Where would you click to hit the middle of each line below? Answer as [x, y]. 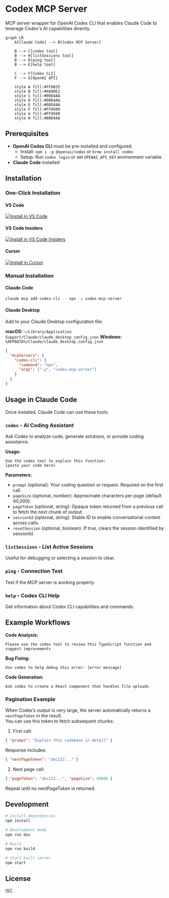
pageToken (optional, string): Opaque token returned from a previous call [88, 506]
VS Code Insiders [24, 228]
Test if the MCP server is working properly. [50, 582]
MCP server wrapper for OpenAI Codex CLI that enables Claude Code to [81, 23]
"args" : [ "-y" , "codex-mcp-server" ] [58, 370]
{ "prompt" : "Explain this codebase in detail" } [59, 740]
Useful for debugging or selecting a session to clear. [60, 558]
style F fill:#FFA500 [37, 109]
